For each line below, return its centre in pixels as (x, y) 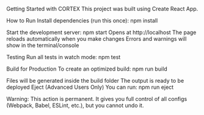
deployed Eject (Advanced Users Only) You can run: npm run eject (90, 87)
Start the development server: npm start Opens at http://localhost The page (101, 32)
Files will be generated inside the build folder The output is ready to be (95, 81)
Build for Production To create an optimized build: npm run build (87, 69)
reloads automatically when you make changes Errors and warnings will (97, 39)
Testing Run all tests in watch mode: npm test (64, 57)
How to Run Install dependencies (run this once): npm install (82, 20)
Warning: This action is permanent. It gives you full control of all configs (97, 99)
